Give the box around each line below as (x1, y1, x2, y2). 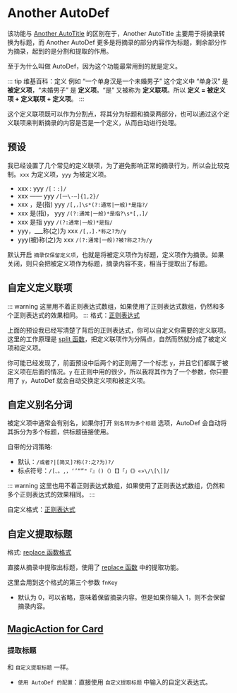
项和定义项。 (7, 343, 44, 352)
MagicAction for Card (7, 623, 104, 635)
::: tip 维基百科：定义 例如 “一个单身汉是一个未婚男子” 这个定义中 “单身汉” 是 (7, 76, 229, 85)
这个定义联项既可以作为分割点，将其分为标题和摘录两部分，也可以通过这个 (7, 109, 224, 118)
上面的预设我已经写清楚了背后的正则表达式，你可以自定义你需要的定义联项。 (7, 326, 230, 334)
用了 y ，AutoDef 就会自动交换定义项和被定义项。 (7, 376, 150, 384)
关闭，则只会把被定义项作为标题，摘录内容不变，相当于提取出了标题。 (7, 259, 212, 268)
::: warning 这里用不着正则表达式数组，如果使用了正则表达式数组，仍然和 (7, 302, 219, 310)
